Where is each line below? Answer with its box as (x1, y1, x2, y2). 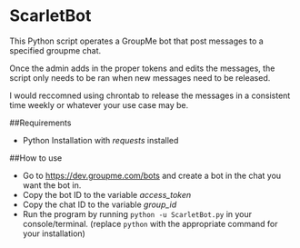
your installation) (22, 228, 86, 239)
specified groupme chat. (9, 45, 102, 55)
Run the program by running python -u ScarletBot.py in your (22, 208, 253, 219)
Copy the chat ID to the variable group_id (22, 199, 177, 210)
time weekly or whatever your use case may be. (9, 99, 189, 110)
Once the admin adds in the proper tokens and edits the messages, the (9, 63, 275, 74)
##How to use (9, 152, 63, 164)
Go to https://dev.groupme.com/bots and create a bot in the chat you (22, 170, 282, 181)
